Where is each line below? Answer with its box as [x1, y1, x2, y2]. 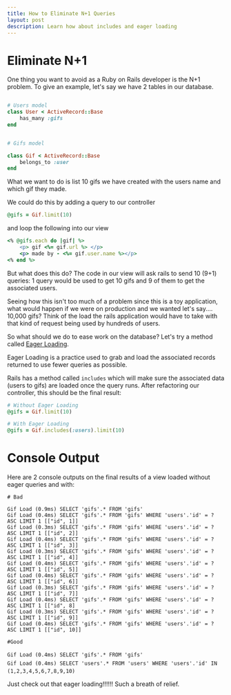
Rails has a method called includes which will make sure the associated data [7, 374, 225, 382]
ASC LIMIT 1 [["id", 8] [7, 603, 76, 610]
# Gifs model [7, 139, 45, 147]
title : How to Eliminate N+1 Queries [7, 10, 116, 17]
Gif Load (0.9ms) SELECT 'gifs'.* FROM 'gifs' [7, 506, 143, 513]
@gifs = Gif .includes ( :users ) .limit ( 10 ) [7, 427, 125, 434]
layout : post [7, 17, 45, 23]
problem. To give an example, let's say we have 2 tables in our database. [7, 83, 214, 91]
